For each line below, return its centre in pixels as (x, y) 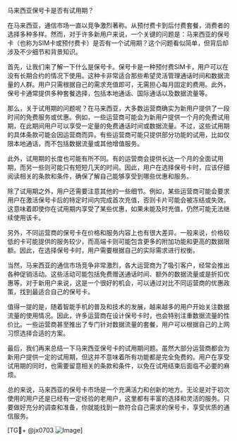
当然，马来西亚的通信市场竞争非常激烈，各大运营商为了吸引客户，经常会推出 (119, 265)
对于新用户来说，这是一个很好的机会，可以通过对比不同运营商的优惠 (124, 283)
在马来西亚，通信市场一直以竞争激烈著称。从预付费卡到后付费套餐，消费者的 (119, 25)
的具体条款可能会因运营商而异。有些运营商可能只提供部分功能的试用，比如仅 (119, 135)
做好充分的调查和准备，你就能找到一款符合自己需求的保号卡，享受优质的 (118, 407)
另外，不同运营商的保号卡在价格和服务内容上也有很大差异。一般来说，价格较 (119, 232)
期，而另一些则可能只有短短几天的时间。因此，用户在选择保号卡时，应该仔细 (119, 167)
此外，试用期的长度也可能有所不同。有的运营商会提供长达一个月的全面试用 (115, 158)
